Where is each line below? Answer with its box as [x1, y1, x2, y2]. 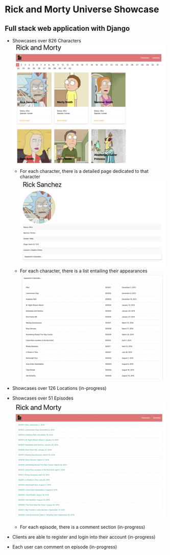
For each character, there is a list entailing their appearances [19, 268, 148, 274]
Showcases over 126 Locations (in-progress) [12, 385, 107, 391]
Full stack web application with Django [5, 24, 130, 33]
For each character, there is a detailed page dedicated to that [19, 168, 149, 174]
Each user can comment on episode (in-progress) [12, 544, 117, 550]
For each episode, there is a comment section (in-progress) [19, 524, 145, 530]
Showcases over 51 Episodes [12, 395, 74, 401]
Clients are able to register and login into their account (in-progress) [12, 534, 156, 540]
